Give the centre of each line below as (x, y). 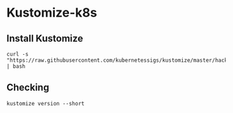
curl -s (18, 54)
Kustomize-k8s (52, 13)
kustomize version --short (46, 103)
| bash (16, 67)
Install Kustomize (45, 38)
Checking (28, 88)
